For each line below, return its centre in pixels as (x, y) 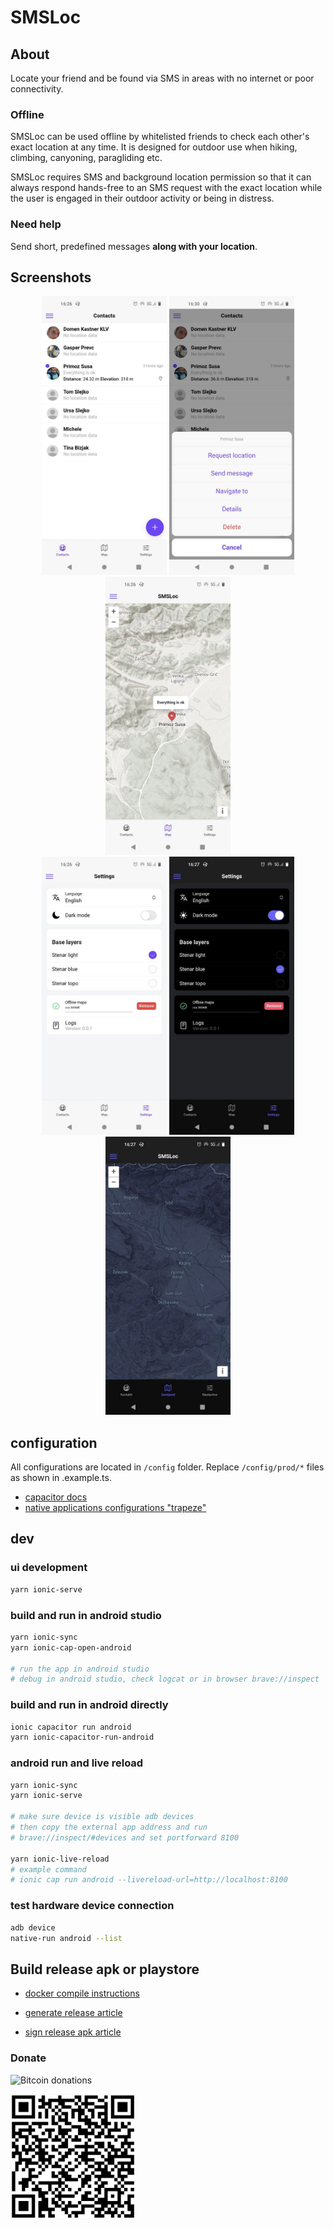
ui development (49, 1568)
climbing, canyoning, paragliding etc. (86, 158)
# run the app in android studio (80, 1669)
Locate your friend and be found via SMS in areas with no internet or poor (162, 78)
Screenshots (51, 277)
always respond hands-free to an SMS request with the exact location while (166, 188)
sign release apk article (73, 2032)
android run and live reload (77, 1763)
